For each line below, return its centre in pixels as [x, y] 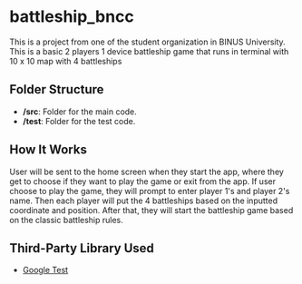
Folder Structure [57, 89]
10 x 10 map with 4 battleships [66, 61]
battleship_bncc [72, 17]
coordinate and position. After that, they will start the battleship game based [151, 210]
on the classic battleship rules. [67, 220]
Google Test [45, 270]
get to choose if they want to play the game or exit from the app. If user [143, 181]
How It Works [49, 150]
